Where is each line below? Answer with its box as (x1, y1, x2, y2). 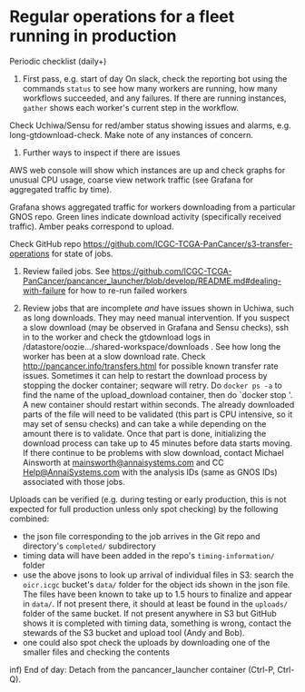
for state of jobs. (51, 248, 113, 259)
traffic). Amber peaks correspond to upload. (9, 221, 174, 232)
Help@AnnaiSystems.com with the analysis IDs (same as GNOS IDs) (22, 466, 279, 478)
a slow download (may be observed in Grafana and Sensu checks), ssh (22, 321, 289, 332)
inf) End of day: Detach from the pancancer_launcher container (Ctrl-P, (9, 664, 276, 675)
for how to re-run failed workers (67, 284, 188, 296)
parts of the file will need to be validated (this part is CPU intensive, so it (22, 409, 293, 420)
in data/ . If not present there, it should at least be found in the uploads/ (22, 598, 289, 609)
